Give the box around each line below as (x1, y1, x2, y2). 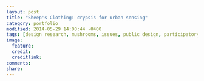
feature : (12, 43, 34, 49)
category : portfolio (6, 20, 59, 26)
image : (6, 37, 23, 43)
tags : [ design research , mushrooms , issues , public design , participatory (6, 32, 200, 38)
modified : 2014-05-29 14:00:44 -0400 (6, 26, 102, 32)
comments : (6, 60, 32, 66)
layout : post (6, 9, 39, 15)
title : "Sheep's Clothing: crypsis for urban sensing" (6, 15, 148, 21)
